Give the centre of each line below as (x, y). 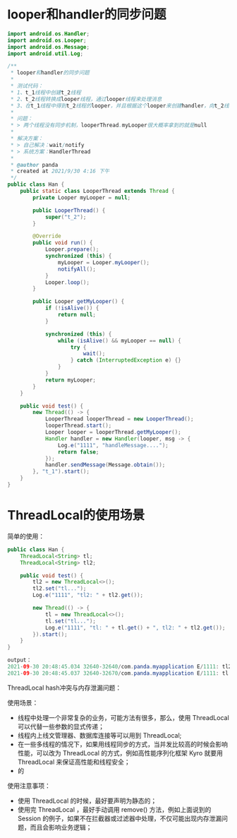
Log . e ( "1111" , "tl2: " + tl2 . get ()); (88, 595)
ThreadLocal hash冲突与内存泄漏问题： (65, 687)
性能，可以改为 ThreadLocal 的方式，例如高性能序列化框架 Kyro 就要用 (120, 753)
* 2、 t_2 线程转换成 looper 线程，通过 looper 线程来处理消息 (86, 99)
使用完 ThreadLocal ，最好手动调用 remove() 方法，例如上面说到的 (114, 809)
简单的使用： (26, 536)
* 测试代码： (27, 86)
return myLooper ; (71, 380)
